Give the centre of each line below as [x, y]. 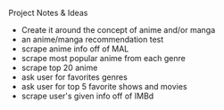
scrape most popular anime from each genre [104, 58]
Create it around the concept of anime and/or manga [118, 30]
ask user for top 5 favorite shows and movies [104, 86]
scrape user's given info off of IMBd [87, 96]
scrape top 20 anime [59, 67]
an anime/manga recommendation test [92, 39]
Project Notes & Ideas [48, 13]
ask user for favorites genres [75, 77]
